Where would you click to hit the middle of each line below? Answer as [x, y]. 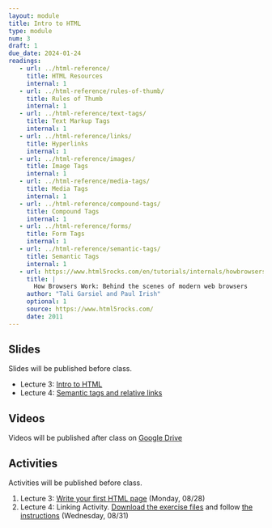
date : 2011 [45, 316]
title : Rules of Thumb [65, 99]
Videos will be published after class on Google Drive [96, 438]
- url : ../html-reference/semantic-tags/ [90, 249]
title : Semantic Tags [63, 256]
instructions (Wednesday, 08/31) [74, 516]
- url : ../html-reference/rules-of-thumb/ [91, 91]
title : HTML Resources [65, 76]
